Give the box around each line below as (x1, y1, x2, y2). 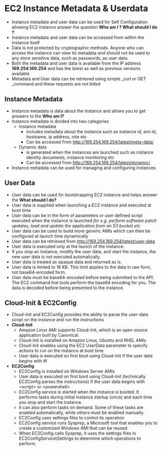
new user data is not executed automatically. (11, 254, 101, 260)
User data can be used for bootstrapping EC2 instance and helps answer (11, 191, 158, 197)
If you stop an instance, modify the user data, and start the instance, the (11, 248, 156, 254)
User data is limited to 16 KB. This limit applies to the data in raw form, (11, 264, 151, 270)
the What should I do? (11, 197, 57, 203)
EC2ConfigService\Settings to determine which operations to (18, 435, 141, 441)
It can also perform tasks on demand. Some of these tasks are (18, 404, 144, 411)
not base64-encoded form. (11, 269, 66, 275)
